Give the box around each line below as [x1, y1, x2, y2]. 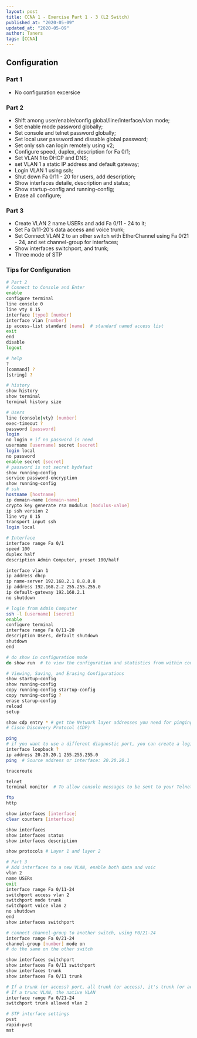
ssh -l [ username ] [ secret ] [6, 611, 75, 617]
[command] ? [6, 366, 35, 372]
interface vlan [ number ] [6, 317, 67, 324]
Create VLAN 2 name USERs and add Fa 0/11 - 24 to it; [14, 220, 147, 227]
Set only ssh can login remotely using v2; [14, 142, 114, 149]
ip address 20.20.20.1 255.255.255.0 [6, 751, 98, 758]
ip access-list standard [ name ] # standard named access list [6, 323, 164, 329]
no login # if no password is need [6, 437, 93, 443]
